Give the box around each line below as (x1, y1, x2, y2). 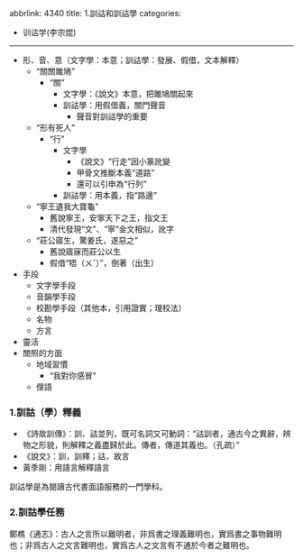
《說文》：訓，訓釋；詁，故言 (22, 451, 130, 462)
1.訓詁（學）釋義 (9, 406, 82, 418)
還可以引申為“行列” (76, 179, 147, 189)
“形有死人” (35, 123, 75, 133)
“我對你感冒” (49, 371, 96, 380)
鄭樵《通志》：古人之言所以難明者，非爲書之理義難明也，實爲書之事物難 (9, 528, 274, 539)
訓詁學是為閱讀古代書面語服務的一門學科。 (9, 481, 168, 492)
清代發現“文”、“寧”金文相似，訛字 (49, 224, 175, 234)
